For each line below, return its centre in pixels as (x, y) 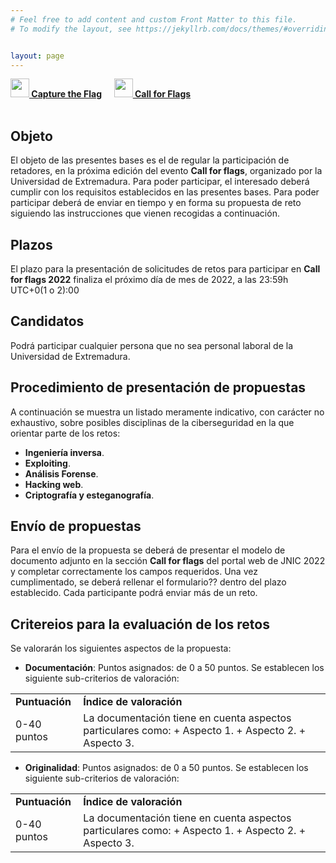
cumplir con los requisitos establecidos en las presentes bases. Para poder (165, 192)
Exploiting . (47, 463)
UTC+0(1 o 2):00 (45, 290)
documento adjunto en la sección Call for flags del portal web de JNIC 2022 (168, 561)
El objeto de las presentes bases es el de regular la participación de (150, 160)
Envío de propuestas (76, 526)
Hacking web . (54, 484)
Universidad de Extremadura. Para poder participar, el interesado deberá (160, 182)
